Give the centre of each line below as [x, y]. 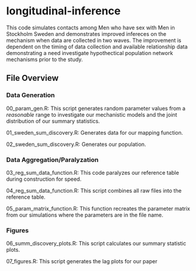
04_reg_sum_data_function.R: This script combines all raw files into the [94, 190]
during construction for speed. [44, 179]
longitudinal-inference [64, 11]
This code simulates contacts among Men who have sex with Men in [91, 28]
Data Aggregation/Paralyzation [52, 160]
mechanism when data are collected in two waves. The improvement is [94, 40]
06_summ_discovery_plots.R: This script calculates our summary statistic [96, 243]
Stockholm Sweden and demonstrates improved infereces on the [86, 34]
